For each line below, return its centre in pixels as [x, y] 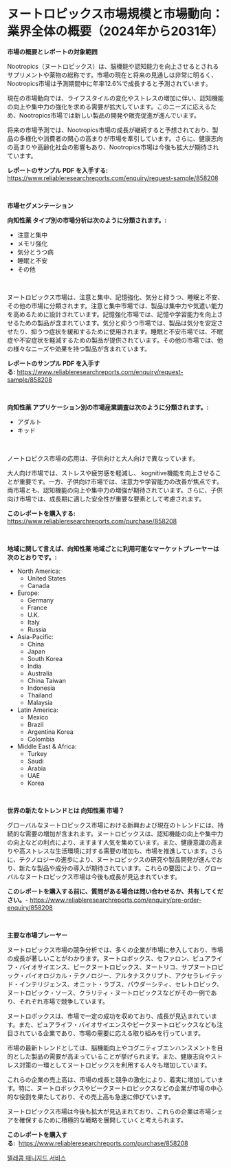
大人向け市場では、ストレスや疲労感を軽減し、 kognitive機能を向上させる [111, 473]
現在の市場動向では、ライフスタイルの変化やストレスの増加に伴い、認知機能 [115, 98]
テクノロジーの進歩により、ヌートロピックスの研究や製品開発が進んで [118, 859]
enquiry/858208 [30, 907]
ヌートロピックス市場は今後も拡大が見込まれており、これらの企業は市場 [109, 1111]
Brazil [35, 724]
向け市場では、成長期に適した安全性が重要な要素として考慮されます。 [106, 499]
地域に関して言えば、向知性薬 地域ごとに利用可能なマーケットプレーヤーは [113, 548]
